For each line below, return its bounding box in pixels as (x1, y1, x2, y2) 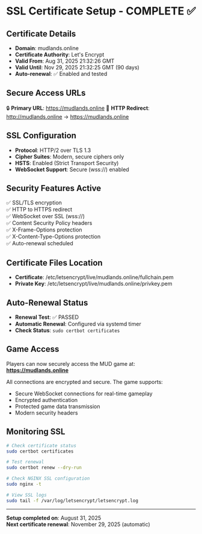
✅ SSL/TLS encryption (6, 199, 62, 206)
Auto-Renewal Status (6, 297, 88, 308)
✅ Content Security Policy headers (6, 219, 93, 227)
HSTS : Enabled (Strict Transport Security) (14, 159, 119, 166)
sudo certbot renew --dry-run (6, 465, 82, 471)
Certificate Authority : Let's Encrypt (14, 51, 105, 58)
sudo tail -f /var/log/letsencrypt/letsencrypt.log (6, 497, 138, 504)
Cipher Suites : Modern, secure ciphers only (14, 152, 124, 160)
